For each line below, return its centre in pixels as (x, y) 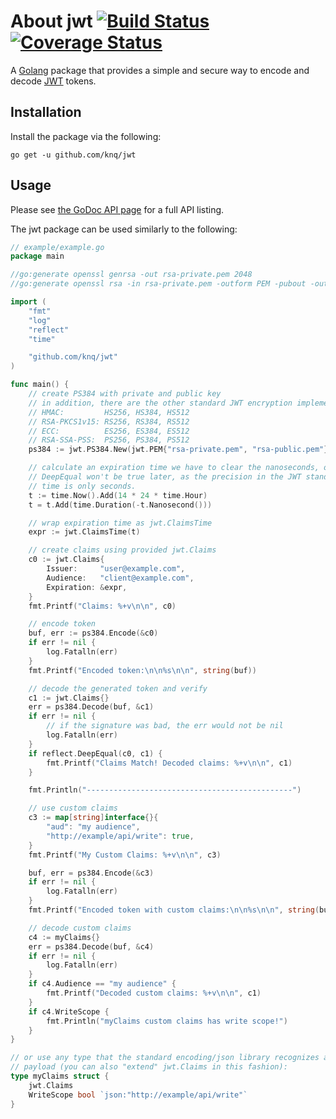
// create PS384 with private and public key (125, 394)
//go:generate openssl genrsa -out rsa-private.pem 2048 (131, 275)
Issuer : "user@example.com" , (116, 569)
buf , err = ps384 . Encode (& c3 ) (91, 873)
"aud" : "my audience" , (93, 827)
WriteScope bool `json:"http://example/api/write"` (138, 1095)
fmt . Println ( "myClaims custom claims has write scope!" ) (167, 1021)
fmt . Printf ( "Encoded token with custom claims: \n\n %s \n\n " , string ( (174, 910)
